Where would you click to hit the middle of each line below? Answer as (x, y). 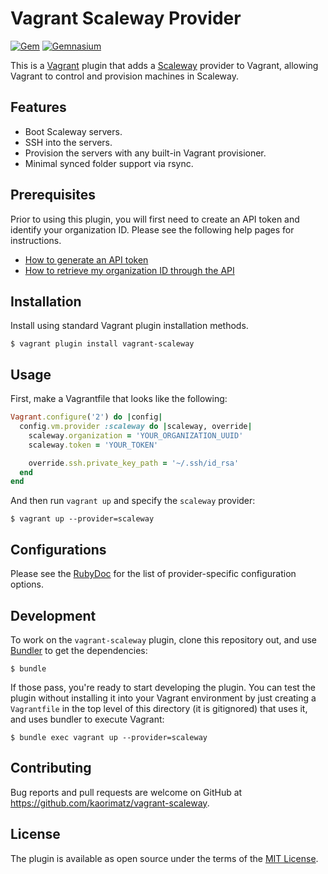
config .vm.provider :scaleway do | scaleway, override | (136, 427)
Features (38, 107)
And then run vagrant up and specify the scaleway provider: (133, 501)
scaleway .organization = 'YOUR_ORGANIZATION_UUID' (136, 435)
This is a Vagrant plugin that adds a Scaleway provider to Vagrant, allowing (164, 65)
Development (53, 615)
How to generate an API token (86, 259)
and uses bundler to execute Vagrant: (87, 719)
